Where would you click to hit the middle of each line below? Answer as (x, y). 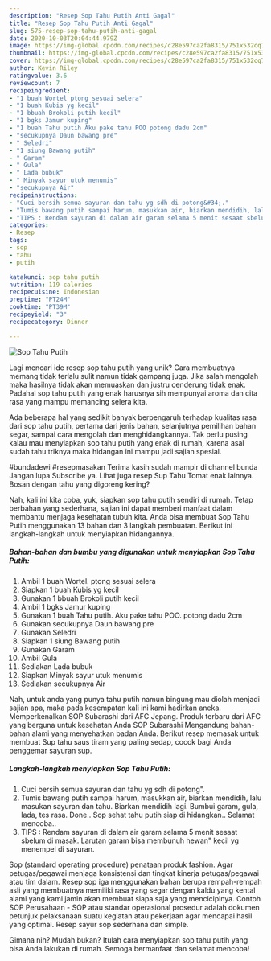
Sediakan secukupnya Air (63, 684)
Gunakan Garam (48, 649)
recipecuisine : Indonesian (54, 292)
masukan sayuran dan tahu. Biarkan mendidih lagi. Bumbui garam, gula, (140, 806)
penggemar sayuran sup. (51, 750)
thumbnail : (27, 53)
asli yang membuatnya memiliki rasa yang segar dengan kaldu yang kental (132, 890)
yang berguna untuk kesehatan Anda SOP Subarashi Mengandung (119, 725)
